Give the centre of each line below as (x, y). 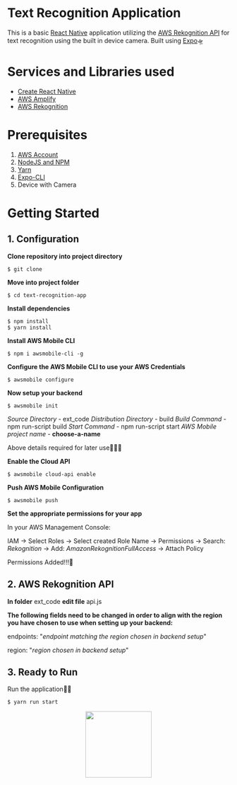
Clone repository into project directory (65, 256)
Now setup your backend (45, 392)
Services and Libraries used (91, 72)
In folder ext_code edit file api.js (55, 601)
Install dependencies (39, 308)
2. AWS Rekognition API (61, 585)
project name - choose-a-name (54, 434)
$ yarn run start (33, 702)
